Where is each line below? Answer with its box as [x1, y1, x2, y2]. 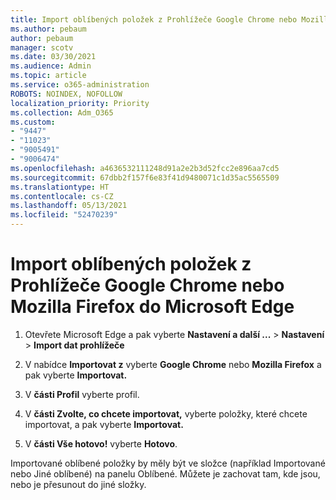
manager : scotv [10, 42, 74, 53]
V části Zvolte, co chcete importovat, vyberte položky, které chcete [24, 407, 308, 420]
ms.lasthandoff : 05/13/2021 [10, 201, 128, 211]
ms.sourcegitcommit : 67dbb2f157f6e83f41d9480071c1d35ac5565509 [10, 172, 280, 183]
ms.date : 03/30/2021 [10, 52, 97, 62]
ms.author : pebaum [10, 24, 87, 34]
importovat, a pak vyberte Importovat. [24, 418, 184, 430]
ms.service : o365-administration [10, 80, 150, 90]
